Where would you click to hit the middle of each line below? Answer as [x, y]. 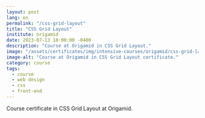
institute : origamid [33, 35]
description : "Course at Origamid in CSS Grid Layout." [79, 46]
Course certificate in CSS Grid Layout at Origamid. [70, 108]
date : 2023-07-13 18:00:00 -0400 [49, 40]
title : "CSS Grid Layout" [39, 29]
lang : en [17, 18]
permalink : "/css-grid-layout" [46, 23]
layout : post [23, 12]
